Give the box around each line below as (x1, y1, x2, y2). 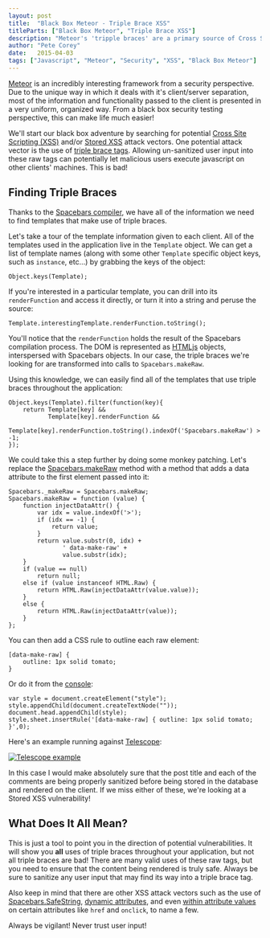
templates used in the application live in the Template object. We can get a (8, 240, 253, 249)
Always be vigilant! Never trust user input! (8, 920, 147, 930)
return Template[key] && (22, 405, 106, 414)
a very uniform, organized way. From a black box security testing (8, 104, 223, 113)
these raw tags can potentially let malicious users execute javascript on (8, 154, 245, 163)
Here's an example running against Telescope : (8, 736, 162, 746)
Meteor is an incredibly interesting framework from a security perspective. (8, 78, 255, 88)
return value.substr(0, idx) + (37, 536, 142, 545)
